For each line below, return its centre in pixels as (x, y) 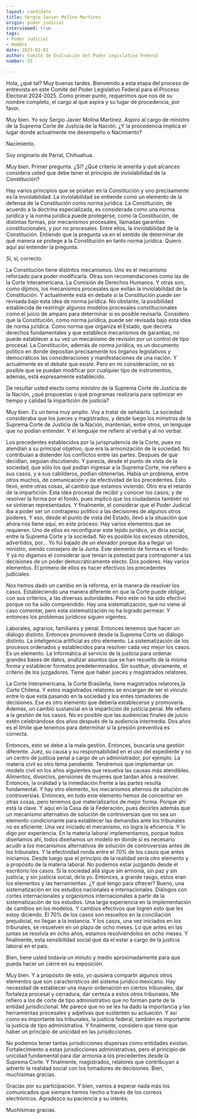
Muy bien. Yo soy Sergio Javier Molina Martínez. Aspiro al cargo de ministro (98, 119)
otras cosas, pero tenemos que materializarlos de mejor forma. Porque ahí (96, 801)
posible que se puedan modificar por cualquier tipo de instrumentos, (89, 370)
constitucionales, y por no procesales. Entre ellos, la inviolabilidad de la (92, 228)
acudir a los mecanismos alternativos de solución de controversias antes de (98, 846)
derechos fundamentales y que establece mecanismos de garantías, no (93, 332)
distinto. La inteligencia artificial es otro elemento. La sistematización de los (98, 641)
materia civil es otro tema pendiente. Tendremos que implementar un (90, 764)
